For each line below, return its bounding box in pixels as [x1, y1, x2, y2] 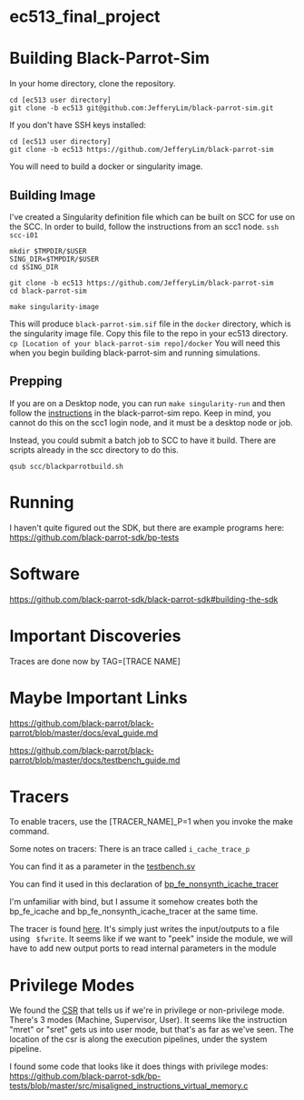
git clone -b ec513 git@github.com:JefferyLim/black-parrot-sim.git [9, 104, 274, 113]
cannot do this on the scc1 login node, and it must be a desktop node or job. [9, 416, 293, 428]
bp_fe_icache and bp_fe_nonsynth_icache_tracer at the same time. [9, 906, 259, 917]
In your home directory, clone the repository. [9, 78, 176, 89]
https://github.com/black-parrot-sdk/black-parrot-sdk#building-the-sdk [9, 594, 279, 605]
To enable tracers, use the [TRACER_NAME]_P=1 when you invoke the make [9, 816, 293, 827]
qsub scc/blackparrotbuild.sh [9, 462, 124, 471]
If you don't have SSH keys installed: [9, 120, 147, 131]
